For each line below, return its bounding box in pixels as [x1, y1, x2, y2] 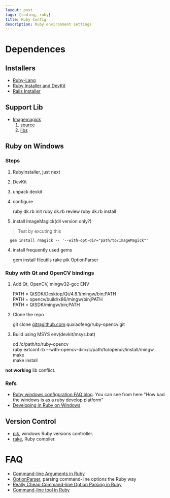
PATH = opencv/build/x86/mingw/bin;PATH [12, 296, 103, 302]
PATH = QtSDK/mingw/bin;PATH [12, 301, 80, 308]
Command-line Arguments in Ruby [12, 471, 85, 477]
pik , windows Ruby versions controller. [12, 431, 94, 437]
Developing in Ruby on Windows [12, 402, 81, 408]
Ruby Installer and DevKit [12, 82, 66, 89]
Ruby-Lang [12, 77, 36, 84]
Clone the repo [12, 312, 44, 318]
